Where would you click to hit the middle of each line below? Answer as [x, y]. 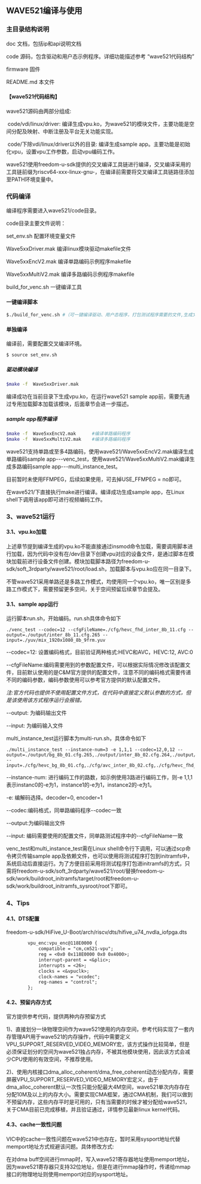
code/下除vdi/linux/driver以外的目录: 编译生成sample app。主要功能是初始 [99, 144]
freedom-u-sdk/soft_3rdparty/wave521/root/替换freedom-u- [91, 871]
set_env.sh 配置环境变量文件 [41, 236]
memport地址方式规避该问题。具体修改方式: [60, 1146]
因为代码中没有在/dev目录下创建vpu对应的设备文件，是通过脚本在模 [110, 554]
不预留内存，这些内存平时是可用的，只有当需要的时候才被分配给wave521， [98, 1102]
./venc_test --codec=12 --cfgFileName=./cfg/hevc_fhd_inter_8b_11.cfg [96, 630]
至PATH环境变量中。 [31, 179]
